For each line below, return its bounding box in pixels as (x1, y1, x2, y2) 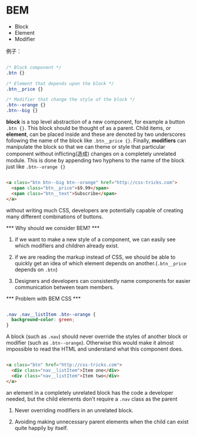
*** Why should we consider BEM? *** (6, 224, 100, 231)
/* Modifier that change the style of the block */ (6, 96, 135, 103)
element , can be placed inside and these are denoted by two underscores (6, 131, 186, 138)
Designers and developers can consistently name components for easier (14, 277, 191, 284)
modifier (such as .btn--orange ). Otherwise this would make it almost (6, 339, 174, 346)
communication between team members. (14, 283, 115, 291)
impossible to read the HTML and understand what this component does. (6, 345, 183, 353)
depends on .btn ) (14, 266, 58, 273)
